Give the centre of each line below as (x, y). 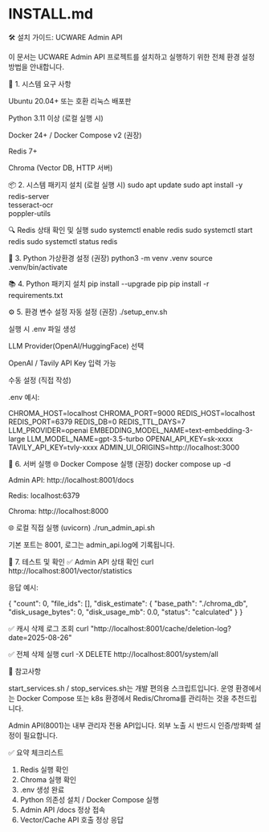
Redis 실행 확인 (44, 769)
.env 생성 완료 (42, 789)
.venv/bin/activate (38, 267)
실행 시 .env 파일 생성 (42, 328)
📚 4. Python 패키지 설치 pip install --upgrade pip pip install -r (109, 283)
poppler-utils (29, 213)
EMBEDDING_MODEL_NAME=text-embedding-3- (171, 430)
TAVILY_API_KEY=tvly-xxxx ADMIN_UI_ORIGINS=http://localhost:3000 (124, 447)
